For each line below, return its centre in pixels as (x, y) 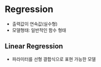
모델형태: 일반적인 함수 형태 (39, 30)
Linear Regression (34, 46)
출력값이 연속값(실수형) (35, 24)
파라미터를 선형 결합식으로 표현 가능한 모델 (54, 59)
